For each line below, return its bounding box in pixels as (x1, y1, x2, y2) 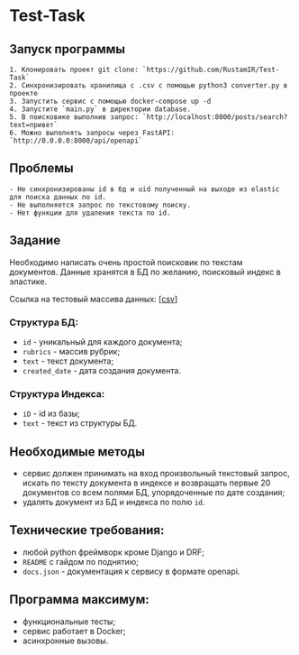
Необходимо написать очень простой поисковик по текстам (9, 256, 243, 267)
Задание (9, 233, 61, 248)
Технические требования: (9, 522, 165, 538)
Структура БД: (9, 316, 79, 328)
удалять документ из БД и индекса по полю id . (22, 497, 205, 508)
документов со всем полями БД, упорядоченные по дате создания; (22, 487, 285, 498)
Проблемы (9, 161, 74, 176)
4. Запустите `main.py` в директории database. (9, 105, 192, 114)
